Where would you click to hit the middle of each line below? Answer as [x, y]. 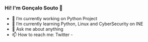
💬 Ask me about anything [37, 29]
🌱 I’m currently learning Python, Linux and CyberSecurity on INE [77, 24]
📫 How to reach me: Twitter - [42, 35]
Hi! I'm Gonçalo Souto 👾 [34, 8]
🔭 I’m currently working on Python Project [54, 19]
